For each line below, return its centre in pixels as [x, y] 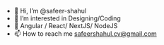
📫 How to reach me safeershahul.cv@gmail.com [85, 34]
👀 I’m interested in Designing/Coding [68, 18]
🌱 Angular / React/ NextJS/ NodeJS [66, 26]
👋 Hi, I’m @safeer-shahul [50, 11]
